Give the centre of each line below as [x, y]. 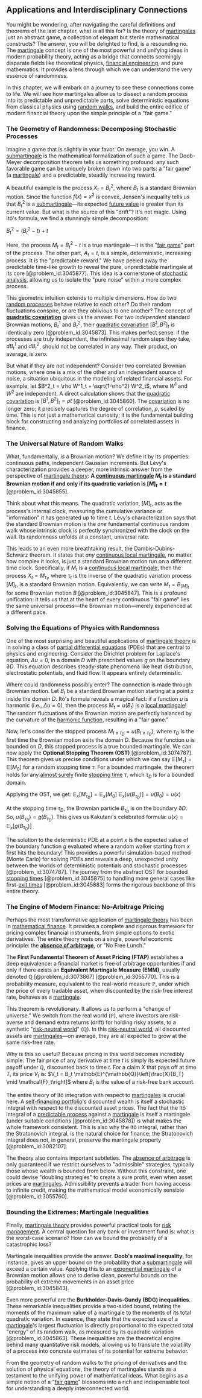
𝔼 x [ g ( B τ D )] [19, 827]
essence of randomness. [37, 75]
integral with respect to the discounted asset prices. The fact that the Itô [96, 1108]
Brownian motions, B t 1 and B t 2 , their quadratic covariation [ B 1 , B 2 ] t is [90, 324]
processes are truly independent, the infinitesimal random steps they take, [99, 339]
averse [15, 1022]
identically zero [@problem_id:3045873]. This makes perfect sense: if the [98, 332]
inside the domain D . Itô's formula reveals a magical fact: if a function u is [97, 698]
